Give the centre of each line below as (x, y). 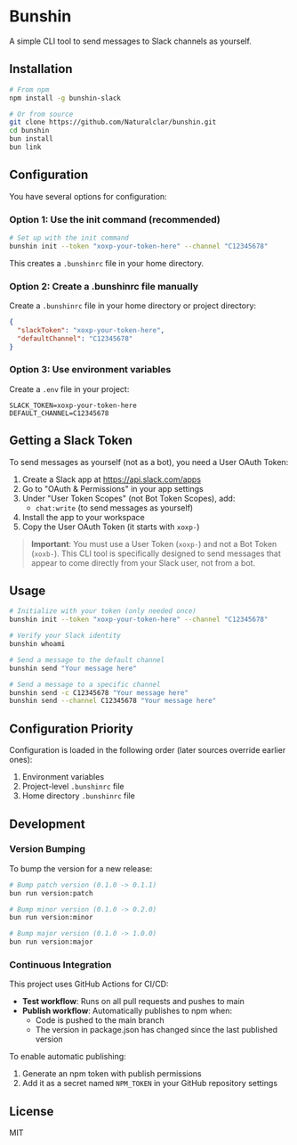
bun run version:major (51, 942)
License (32, 1111)
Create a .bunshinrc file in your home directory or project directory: (132, 306)
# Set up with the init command (69, 238)
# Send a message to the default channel (87, 660)
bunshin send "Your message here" (73, 668)
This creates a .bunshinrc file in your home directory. (107, 263)
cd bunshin (29, 131)
